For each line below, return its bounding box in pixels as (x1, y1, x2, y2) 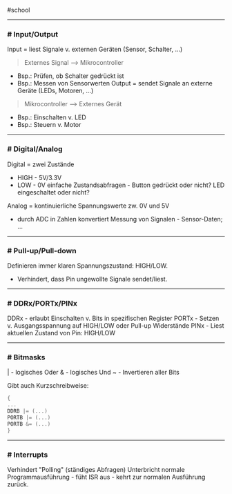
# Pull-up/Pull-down (7, 246, 77, 255)
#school (7, 6, 30, 14)
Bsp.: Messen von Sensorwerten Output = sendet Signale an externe (17, 79, 213, 88)
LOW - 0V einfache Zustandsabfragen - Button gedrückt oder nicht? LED (17, 181, 225, 189)
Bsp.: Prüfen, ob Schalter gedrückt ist (17, 72, 124, 80)
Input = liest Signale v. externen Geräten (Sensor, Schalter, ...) (7, 45, 183, 54)
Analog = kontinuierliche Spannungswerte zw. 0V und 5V (7, 201, 170, 210)
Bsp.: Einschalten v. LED (17, 113, 86, 121)
